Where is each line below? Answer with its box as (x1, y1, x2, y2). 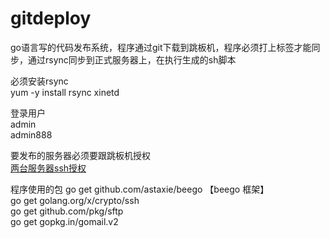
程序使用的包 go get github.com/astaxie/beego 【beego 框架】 (10, 183, 270, 195)
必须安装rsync (10, 75, 69, 87)
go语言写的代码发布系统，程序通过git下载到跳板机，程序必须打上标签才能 (10, 41, 312, 53)
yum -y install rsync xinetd (10, 86, 120, 98)
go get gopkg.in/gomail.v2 (10, 215, 119, 227)
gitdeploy (10, 7, 92, 30)
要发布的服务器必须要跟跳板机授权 (10, 149, 151, 161)
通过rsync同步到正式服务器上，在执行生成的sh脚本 (27, 53, 237, 66)
